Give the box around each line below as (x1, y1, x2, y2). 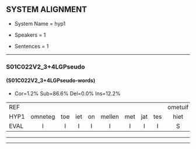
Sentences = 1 (14, 42, 49, 49)
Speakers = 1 (14, 31, 46, 38)
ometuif (167, 103, 189, 111)
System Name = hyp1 (14, 20, 66, 27)
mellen (100, 112, 120, 120)
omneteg (30, 112, 55, 120)
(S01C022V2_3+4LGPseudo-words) (6, 77, 96, 84)
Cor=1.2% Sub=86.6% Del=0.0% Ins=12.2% (14, 90, 121, 97)
